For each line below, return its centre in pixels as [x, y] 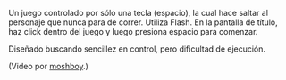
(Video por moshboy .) [48, 66]
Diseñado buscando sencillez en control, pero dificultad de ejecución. [137, 49]
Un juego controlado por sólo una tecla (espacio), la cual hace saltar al [139, 13]
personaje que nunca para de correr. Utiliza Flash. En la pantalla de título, [143, 22]
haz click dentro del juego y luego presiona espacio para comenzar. [133, 32]
